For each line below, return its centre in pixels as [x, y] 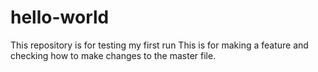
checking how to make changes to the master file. [113, 55]
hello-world [60, 17]
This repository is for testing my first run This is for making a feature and [159, 45]
